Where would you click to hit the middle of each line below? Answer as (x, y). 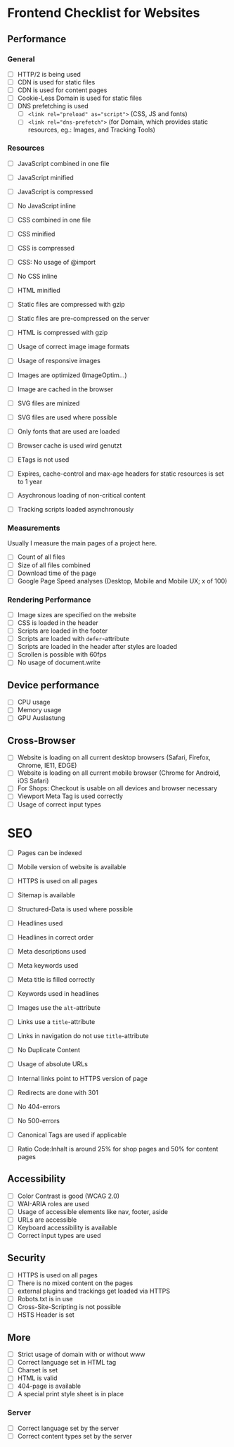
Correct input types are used (59, 1236)
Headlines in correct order (56, 937)
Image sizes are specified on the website (77, 615)
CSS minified (36, 234)
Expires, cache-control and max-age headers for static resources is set (121, 474)
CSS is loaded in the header (58, 623)
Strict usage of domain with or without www (81, 1354)
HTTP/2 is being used (49, 74)
